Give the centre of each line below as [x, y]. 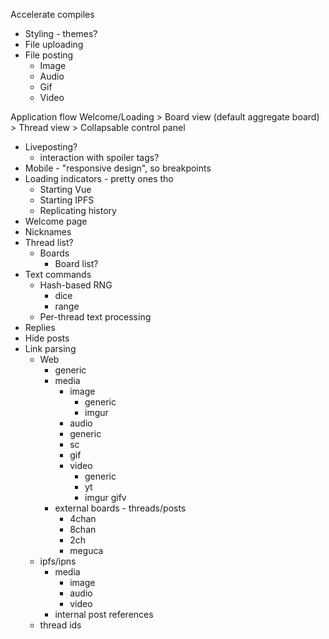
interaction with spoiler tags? [99, 157]
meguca [86, 550]
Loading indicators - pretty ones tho [99, 178]
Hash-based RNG [76, 285]
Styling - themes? [61, 33]
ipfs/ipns [58, 561]
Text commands [58, 274]
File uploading [54, 44]
